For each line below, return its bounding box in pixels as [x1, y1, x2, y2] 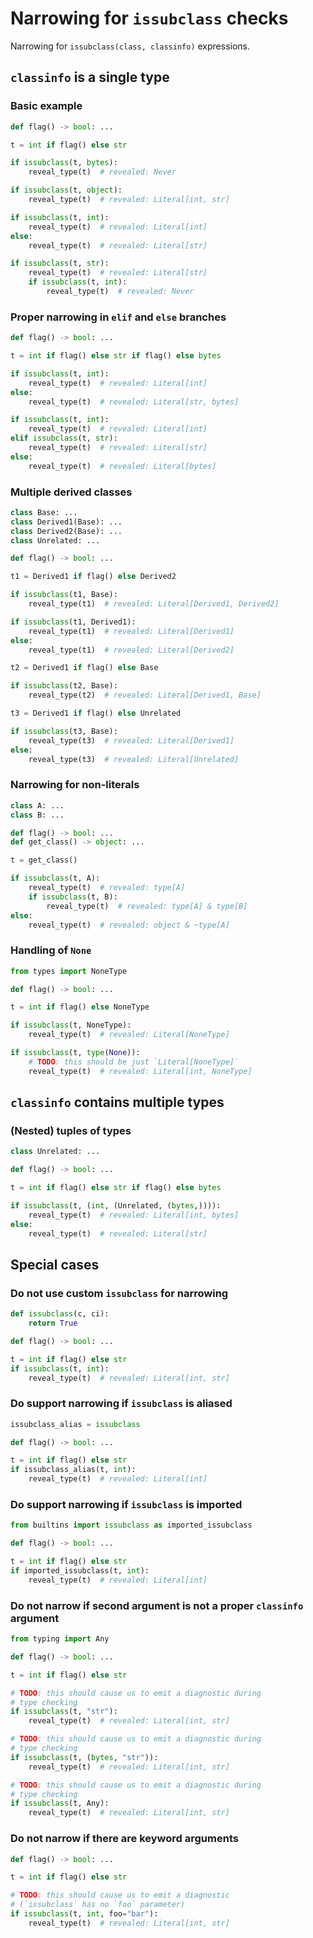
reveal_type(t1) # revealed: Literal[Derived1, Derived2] [28, 599, 280, 609]
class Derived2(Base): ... [10, 526, 123, 536]
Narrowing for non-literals [10, 778, 140, 792]
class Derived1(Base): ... [10, 517, 123, 527]
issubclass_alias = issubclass [10, 1419, 141, 1429]
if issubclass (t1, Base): [10, 590, 118, 600]
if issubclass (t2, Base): [10, 681, 118, 691]
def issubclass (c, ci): [10, 1309, 110, 1319]
